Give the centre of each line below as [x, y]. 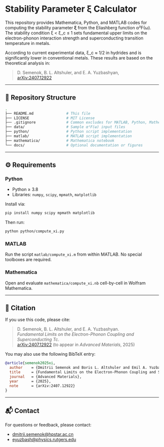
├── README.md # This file [48, 113]
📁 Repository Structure [41, 98]
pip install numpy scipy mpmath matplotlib [50, 213]
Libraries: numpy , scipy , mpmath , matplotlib [54, 195]
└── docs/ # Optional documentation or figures [74, 145]
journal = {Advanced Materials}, [46, 377]
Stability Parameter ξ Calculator [71, 9]
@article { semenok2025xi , [30, 363]
